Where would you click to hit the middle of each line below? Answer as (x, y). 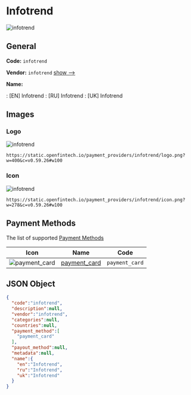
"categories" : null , (36, 320)
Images (20, 115)
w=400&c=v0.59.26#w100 (34, 161)
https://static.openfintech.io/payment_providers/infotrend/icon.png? (96, 200)
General (21, 46)
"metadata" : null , (33, 353)
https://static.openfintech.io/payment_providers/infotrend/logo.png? (96, 156)
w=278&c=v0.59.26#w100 (34, 205)
